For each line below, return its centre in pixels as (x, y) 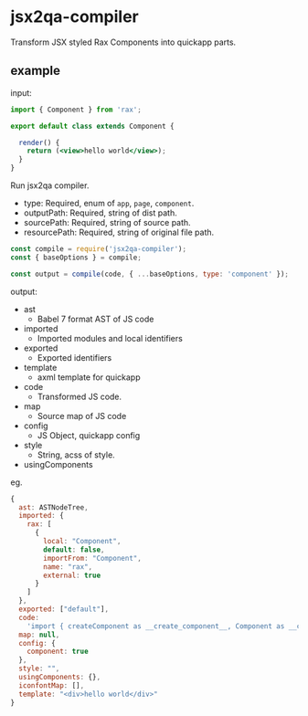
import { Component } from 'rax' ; (76, 110)
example (36, 71)
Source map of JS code (82, 416)
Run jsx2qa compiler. (50, 185)
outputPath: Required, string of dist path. (100, 213)
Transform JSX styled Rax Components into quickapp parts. (123, 42)
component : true (58, 652)
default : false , (74, 550)
